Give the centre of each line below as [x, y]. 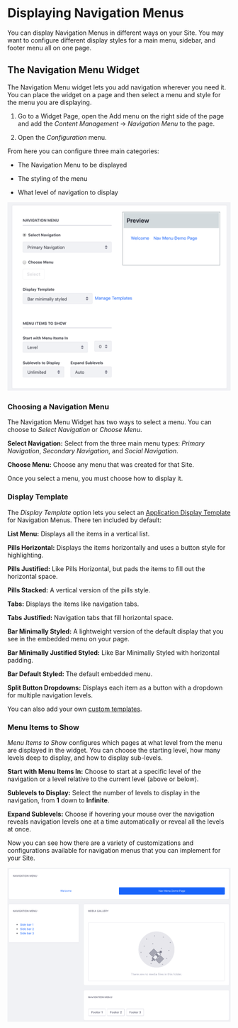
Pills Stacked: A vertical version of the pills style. [79, 590]
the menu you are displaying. [50, 102]
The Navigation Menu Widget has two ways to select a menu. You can [109, 422]
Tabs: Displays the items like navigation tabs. [73, 604]
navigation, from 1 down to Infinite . [58, 800]
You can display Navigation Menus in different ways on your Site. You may [116, 33]
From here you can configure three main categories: [83, 151]
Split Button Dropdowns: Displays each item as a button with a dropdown [115, 687]
